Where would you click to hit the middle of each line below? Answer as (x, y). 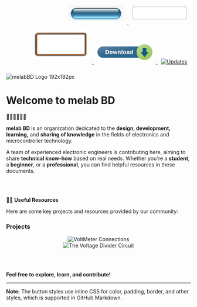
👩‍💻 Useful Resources (32, 200)
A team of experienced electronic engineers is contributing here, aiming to (96, 152)
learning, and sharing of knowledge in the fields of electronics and (88, 134)
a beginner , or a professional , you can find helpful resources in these (91, 164)
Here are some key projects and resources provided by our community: (92, 211)
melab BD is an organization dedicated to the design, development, (89, 128)
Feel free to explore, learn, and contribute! (59, 274)
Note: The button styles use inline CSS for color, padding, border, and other (98, 291)
